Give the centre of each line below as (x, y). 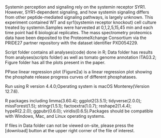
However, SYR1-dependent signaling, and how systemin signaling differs (77, 12)
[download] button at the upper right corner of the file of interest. (70, 131)
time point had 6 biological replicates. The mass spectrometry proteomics (79, 33)
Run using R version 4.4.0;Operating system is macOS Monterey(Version (77, 86)
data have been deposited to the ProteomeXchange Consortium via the (76, 38)
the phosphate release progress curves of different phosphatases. (71, 77)
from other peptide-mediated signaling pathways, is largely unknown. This (79, 17)
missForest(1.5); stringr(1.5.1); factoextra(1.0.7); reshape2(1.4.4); (68, 106)
